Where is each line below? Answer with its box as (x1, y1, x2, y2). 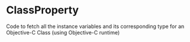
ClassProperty (6, 3, 79, 17)
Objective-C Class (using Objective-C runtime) (6, 29, 120, 36)
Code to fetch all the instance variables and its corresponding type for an (6, 23, 185, 30)
